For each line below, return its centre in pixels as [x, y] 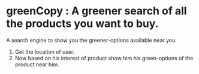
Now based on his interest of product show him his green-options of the [104, 58]
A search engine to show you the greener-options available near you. [91, 40]
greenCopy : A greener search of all [97, 11]
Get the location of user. [45, 51]
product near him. [37, 64]
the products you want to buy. [82, 24]
